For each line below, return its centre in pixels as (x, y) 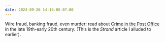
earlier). (13, 34)
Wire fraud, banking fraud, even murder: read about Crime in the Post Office (82, 24)
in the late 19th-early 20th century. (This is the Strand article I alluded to (78, 29)
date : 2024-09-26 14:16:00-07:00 (39, 10)
